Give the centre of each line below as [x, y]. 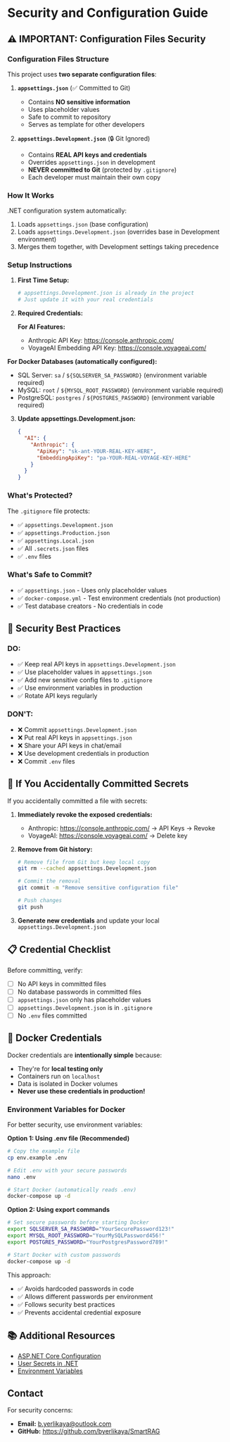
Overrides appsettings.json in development [92, 162]
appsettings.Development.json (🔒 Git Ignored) [84, 138]
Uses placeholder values [64, 109]
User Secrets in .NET [48, 1364]
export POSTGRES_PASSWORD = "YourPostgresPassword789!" [88, 1242]
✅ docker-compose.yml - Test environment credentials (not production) [119, 598]
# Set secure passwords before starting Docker [78, 1222]
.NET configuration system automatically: [67, 211]
